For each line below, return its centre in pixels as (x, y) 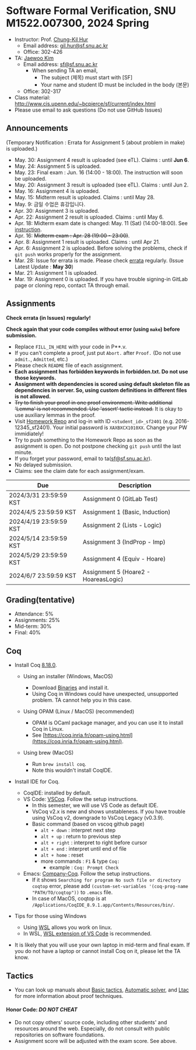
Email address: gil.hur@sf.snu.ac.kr (66, 46)
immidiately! (29, 433)
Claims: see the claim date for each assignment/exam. (80, 471)
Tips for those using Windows (50, 916)
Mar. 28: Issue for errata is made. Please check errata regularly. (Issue (99, 260)
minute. (24, 452)
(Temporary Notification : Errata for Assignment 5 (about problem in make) (96, 142)
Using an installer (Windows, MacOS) (68, 676)
